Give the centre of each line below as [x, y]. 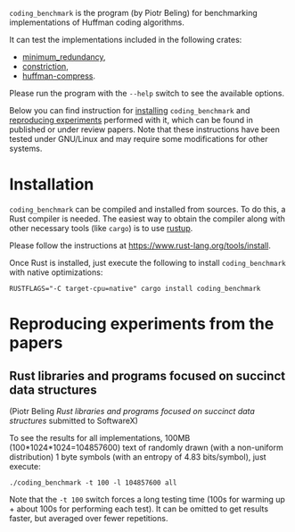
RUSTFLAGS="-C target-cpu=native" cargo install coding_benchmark [135, 288]
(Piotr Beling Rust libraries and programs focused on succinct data [132, 411]
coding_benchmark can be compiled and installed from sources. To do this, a [147, 209]
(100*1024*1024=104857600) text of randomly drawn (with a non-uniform [146, 447]
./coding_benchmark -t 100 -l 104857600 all [93, 482]
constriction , [45, 66]
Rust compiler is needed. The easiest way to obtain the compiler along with [147, 219]
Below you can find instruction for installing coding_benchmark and [130, 110]
